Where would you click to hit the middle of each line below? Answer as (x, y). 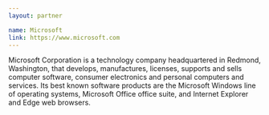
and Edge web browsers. (49, 103)
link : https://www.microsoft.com (64, 38)
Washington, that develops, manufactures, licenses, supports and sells (125, 69)
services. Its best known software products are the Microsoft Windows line (132, 85)
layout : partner (35, 16)
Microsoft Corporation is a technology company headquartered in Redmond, (134, 60)
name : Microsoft (35, 30)
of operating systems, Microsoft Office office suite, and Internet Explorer (128, 94)
